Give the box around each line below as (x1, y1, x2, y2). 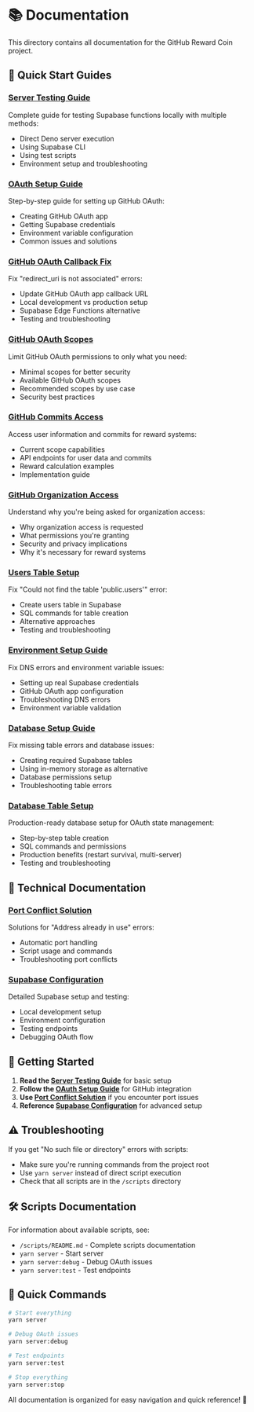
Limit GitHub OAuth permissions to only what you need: (8, 351, 187, 361)
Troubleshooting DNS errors (19, 695, 111, 704)
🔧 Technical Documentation (8, 881, 147, 894)
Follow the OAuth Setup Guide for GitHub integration (19, 1084, 192, 1094)
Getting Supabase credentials (19, 219, 116, 229)
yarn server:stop (8, 1381, 65, 1388)
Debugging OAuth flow (19, 1032, 94, 1042)
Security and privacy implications (19, 539, 128, 548)
